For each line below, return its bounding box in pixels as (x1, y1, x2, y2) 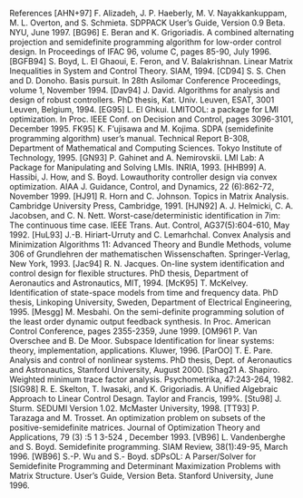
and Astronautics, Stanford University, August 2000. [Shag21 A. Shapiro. (9, 365, 280, 375)
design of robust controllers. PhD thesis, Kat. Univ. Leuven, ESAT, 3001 (9, 94, 275, 105)
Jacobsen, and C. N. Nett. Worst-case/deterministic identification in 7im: (9, 210, 281, 220)
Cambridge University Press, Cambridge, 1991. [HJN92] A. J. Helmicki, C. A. (9, 200, 294, 211)
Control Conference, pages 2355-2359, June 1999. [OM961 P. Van (9, 326, 258, 337)
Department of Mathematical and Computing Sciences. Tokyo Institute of (9, 142, 283, 153)
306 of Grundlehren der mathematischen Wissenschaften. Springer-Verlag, (9, 249, 290, 259)
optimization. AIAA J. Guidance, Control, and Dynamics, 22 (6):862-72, (9, 181, 275, 191)
